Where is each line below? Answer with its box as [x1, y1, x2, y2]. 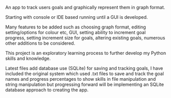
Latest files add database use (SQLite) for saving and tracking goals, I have [5, 66, 163, 71]
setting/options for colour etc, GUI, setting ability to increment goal [5, 29, 146, 35]
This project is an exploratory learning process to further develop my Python [5, 50, 166, 56]
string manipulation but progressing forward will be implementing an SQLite [5, 81, 164, 87]
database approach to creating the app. [5, 87, 89, 93]
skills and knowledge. [5, 55, 51, 61]
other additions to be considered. [5, 40, 76, 46]
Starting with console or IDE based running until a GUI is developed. [5, 14, 148, 20]
